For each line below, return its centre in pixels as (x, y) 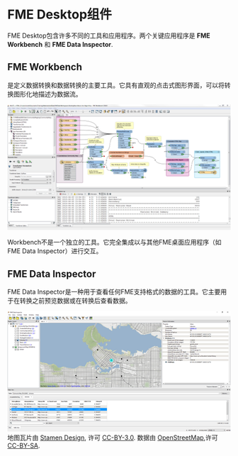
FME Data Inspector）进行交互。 (55, 251)
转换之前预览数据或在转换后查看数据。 (75, 301)
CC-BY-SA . (24, 446)
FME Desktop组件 (59, 15)
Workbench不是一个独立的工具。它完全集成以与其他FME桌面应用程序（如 (114, 243)
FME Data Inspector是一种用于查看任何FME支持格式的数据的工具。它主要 (114, 292)
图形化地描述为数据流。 (47, 94)
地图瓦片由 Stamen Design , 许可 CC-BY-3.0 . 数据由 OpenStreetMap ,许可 (113, 438)
